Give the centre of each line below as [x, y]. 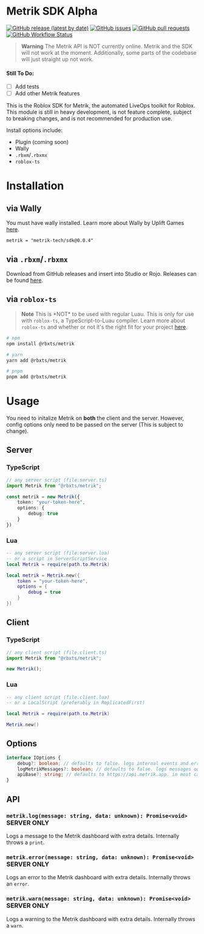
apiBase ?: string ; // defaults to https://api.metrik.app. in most [104, 775]
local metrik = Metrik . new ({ [43, 575]
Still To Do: [20, 73]
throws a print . [25, 842]
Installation [35, 186]
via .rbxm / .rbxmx [37, 259]
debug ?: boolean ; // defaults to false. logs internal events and [103, 763]
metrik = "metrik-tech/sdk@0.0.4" [50, 241]
